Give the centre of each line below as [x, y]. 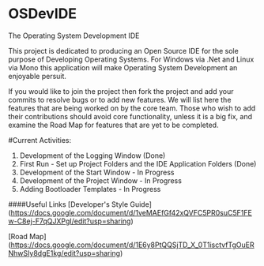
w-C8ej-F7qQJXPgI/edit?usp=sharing [70, 221]
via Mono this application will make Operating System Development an [123, 67]
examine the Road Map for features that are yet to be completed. [113, 125]
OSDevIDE [43, 14]
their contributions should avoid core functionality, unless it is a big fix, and [130, 116]
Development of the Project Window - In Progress [100, 180]
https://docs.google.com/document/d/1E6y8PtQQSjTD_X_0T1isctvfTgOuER [132, 245]
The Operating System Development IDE [74, 36]
